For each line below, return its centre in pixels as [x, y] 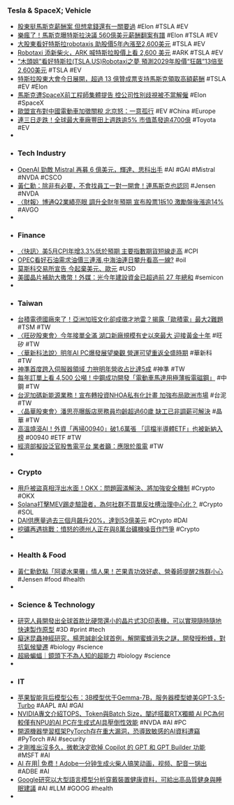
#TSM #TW [34, 327]
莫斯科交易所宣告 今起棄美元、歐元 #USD [76, 268]
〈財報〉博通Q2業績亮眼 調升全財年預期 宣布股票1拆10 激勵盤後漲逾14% [120, 202]
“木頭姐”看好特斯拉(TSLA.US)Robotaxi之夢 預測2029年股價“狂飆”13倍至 [120, 61]
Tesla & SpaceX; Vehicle [49, 10]
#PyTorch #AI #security [51, 739]
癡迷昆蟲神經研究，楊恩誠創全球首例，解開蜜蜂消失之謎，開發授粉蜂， [118, 638]
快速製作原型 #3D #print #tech [61, 630]
